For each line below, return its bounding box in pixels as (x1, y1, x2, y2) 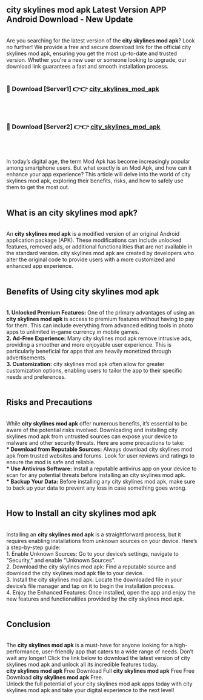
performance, (6, 648, 41, 655)
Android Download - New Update (6, 15, 133, 25)
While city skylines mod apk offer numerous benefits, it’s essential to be (6, 419, 188, 427)
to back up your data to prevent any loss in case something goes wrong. (6, 484, 187, 492)
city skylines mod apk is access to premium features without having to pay (6, 315, 195, 323)
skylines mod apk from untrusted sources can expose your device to (6, 433, 178, 440)
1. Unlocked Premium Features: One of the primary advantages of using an (6, 309, 195, 316)
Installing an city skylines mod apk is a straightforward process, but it (6, 530, 181, 538)
